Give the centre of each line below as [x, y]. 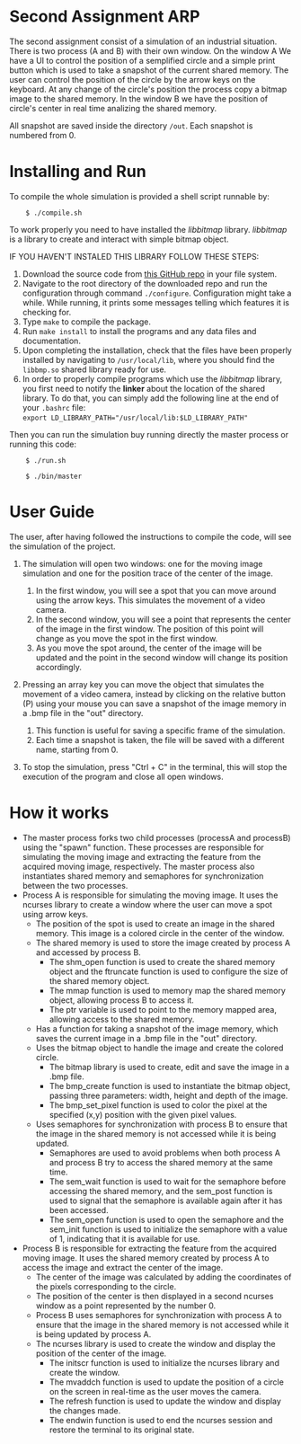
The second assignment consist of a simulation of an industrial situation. [143, 41]
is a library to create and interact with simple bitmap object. [119, 239]
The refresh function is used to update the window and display [165, 1401]
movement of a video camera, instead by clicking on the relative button [154, 694]
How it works [59, 813]
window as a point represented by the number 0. [126, 1306]
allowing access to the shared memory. [122, 1019]
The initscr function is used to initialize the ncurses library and [164, 1362]
